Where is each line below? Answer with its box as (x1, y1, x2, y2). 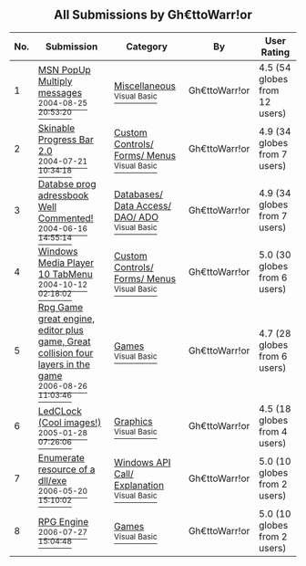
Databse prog (37, 177, 97, 190)
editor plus (37, 323, 84, 336)
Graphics (113, 414, 153, 427)
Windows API (113, 456, 171, 468)
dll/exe (37, 474, 67, 487)
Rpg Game (37, 300, 84, 313)
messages (37, 86, 83, 99)
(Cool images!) (37, 415, 102, 428)
